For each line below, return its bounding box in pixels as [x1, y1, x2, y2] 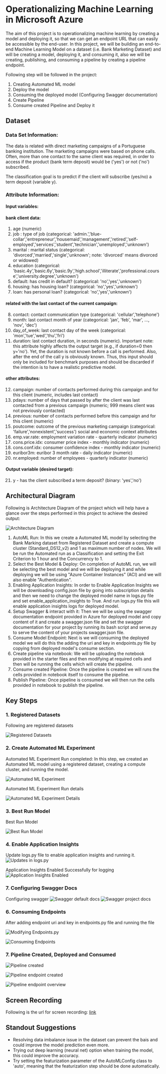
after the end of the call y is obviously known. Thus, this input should [12, 354, 153, 359]
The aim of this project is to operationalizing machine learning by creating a [5, 30, 160, 36]
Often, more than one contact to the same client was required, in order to [5, 153, 155, 159]
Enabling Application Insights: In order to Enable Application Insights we [12, 582, 159, 588]
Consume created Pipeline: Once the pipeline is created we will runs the [12, 666, 160, 672]
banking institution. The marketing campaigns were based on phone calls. [5, 148, 156, 154]
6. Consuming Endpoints [5, 908, 66, 915]
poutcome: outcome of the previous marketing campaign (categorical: [12, 423, 156, 429]
